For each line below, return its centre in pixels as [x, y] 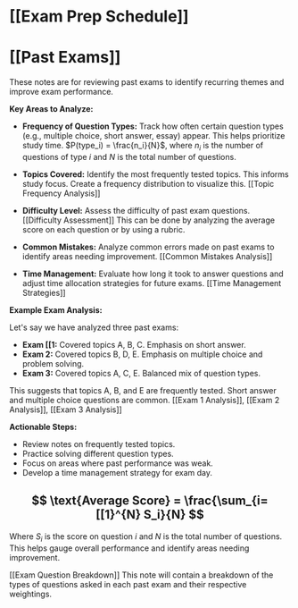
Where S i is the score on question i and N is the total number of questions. [146, 537]
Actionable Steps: [43, 426]
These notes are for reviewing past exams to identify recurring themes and [147, 82]
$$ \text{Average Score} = [107, 501]
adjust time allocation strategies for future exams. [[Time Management [152, 283]
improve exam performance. [62, 92]
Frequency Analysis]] [61, 193]
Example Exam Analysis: [56, 309]
